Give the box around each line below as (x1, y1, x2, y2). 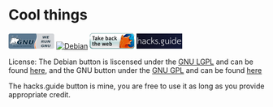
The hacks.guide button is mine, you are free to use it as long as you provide (8, 81, 265, 91)
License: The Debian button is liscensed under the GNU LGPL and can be (8, 57, 253, 66)
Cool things (8, 6, 88, 24)
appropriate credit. (8, 89, 71, 99)
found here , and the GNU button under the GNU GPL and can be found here (8, 65, 262, 75)
